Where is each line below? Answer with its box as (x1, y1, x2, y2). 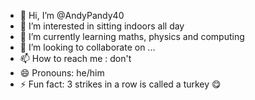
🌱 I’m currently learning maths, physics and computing (19, 31, 245, 42)
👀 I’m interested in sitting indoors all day (19, 20, 185, 32)
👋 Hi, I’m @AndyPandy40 (19, 10, 125, 21)
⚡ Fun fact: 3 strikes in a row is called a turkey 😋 (19, 78, 222, 90)
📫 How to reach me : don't (19, 53, 132, 64)
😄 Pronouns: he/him (19, 67, 105, 79)
